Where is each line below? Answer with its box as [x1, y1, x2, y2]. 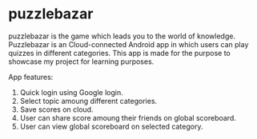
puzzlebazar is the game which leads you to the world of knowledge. [8, 31, 236, 41]
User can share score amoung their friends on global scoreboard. [19, 113, 236, 122]
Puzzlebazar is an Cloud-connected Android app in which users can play [8, 39, 249, 49]
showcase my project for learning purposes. [8, 57, 155, 66]
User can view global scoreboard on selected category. [19, 121, 203, 131]
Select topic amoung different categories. [19, 96, 158, 105]
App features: [8, 72, 54, 81]
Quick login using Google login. [19, 87, 123, 97]
